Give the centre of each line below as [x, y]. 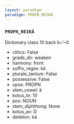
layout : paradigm [23, 10]
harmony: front [28, 63]
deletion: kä [24, 117]
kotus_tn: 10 [25, 95]
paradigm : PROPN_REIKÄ [29, 15]
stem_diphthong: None [36, 106]
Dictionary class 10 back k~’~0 [37, 42]
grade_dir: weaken [32, 57]
